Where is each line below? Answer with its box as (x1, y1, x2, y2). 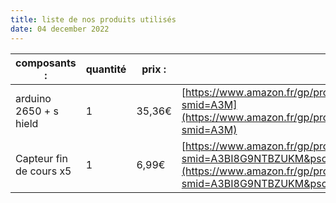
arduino (15, 91, 52, 105)
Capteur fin (15, 151, 68, 165)
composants (15, 56, 77, 70)
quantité (85, 62, 127, 76)
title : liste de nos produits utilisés (10, 14, 177, 25)
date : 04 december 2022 (10, 24, 110, 34)
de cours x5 (15, 164, 72, 178)
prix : (141, 62, 167, 76)
